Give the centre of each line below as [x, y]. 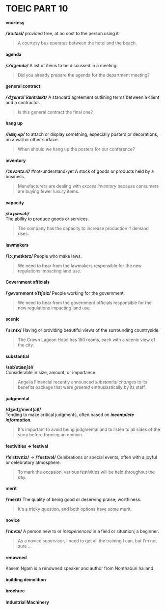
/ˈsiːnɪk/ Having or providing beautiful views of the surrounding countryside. [83, 330]
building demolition [26, 579]
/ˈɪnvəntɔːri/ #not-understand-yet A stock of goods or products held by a [80, 171]
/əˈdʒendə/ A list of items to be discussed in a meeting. [62, 65]
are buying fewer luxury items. [48, 191]
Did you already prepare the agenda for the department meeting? [84, 75]
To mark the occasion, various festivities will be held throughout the [86, 472]
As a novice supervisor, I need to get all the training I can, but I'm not [87, 541]
